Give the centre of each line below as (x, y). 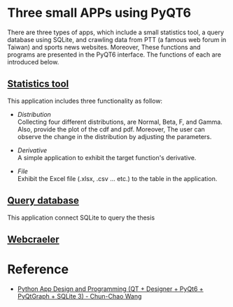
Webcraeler (33, 239)
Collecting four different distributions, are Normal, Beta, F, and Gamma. (120, 122)
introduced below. (33, 62)
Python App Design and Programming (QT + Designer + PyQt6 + (111, 289)
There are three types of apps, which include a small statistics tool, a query (116, 32)
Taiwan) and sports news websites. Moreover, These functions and (104, 47)
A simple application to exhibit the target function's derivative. (107, 157)
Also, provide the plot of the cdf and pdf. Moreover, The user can (111, 129)
